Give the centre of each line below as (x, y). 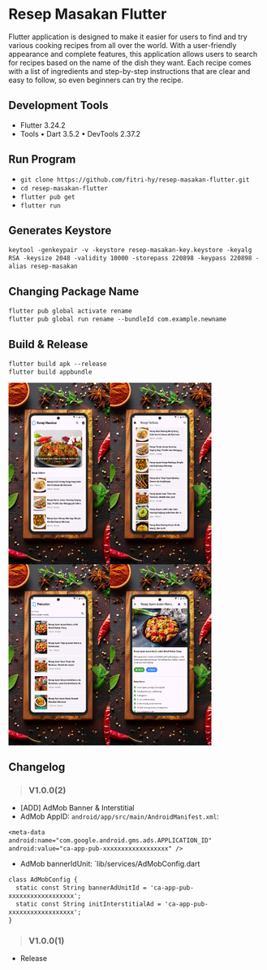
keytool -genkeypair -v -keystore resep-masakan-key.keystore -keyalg (130, 250)
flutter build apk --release (58, 364)
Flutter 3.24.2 (43, 125)
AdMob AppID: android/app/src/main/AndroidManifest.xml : (119, 817)
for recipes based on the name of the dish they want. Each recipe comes (130, 63)
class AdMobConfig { (43, 880)
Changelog (37, 767)
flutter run (40, 205)
